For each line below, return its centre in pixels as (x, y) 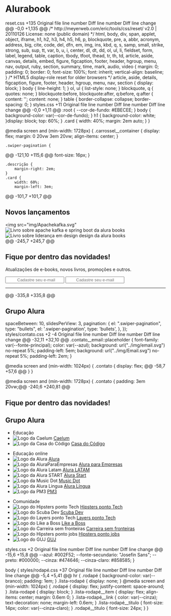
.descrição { (19, 164)
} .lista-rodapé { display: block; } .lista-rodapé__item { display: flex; (75, 591)
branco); (14, 581)
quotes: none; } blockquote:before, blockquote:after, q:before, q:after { (79, 94)
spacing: (15, 104)
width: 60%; (27, 182)
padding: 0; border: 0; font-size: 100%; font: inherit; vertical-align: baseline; (84, 72)
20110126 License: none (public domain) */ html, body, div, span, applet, (81, 34)
